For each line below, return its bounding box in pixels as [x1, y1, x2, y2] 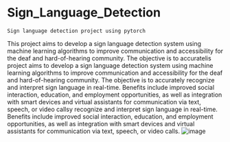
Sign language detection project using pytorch [7, 27, 146, 34]
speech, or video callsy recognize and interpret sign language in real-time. [7, 105, 218, 113]
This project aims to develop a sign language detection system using [7, 39, 201, 47]
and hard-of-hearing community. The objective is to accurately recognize [7, 75, 215, 84]
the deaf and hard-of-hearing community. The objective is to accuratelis [7, 54, 211, 62]
